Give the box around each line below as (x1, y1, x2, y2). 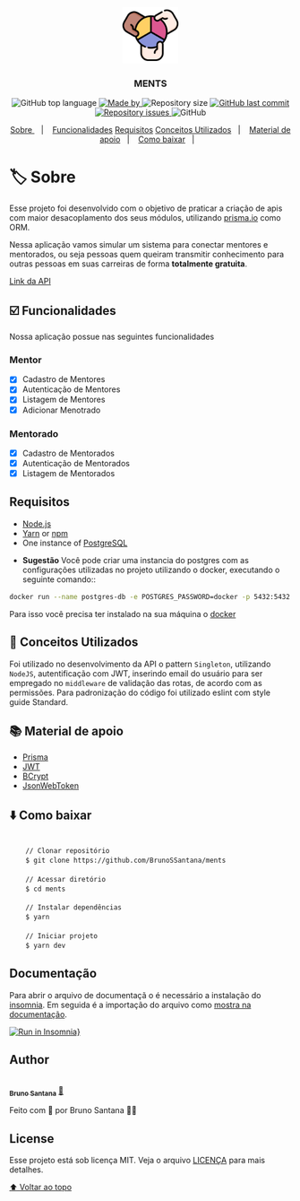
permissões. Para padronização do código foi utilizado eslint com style (9, 687, 271, 698)
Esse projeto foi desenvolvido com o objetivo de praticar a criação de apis (9, 203, 283, 213)
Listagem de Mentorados (21, 468, 116, 479)
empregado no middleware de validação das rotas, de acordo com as (9, 677, 262, 688)
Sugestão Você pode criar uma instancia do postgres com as (21, 554, 249, 565)
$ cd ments (25, 884, 66, 893)
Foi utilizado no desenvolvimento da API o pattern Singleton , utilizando (9, 658, 271, 669)
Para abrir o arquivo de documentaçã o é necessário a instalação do (9, 989, 261, 1000)
